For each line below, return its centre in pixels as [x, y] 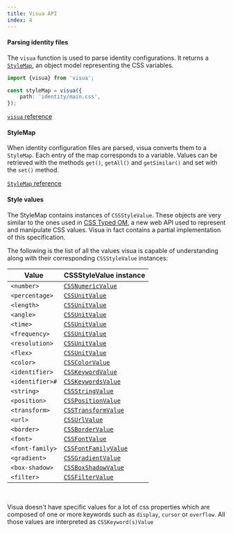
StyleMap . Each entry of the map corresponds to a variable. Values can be [112, 155]
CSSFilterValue [88, 477]
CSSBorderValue [88, 429]
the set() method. [33, 170]
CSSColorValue [87, 362]
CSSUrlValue [83, 420]
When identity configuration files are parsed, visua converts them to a [107, 148]
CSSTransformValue [94, 410]
